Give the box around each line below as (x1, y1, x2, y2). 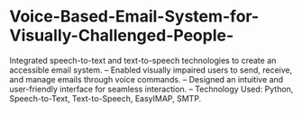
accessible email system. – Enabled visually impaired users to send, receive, (9, 65, 293, 75)
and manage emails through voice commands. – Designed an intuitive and (9, 74, 284, 84)
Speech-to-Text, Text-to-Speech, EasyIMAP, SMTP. (9, 92, 202, 104)
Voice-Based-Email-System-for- (9, 6, 260, 27)
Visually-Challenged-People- (9, 25, 234, 46)
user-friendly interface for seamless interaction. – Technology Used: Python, (9, 83, 294, 94)
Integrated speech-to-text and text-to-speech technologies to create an (9, 55, 277, 65)
